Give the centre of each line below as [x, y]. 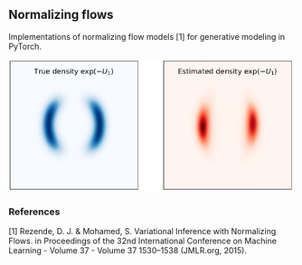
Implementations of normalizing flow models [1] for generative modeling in [147, 36]
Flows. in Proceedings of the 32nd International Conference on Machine [143, 241]
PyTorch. [25, 46]
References [34, 212]
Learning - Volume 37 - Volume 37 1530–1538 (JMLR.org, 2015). [128, 251]
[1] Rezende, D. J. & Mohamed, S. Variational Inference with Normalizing [142, 231]
